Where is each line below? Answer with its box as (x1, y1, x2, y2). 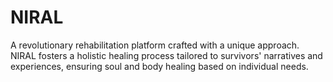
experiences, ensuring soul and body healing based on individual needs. (10, 60, 309, 72)
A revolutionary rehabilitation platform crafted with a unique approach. (10, 39, 300, 51)
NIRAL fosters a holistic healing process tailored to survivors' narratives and (10, 49, 323, 61)
